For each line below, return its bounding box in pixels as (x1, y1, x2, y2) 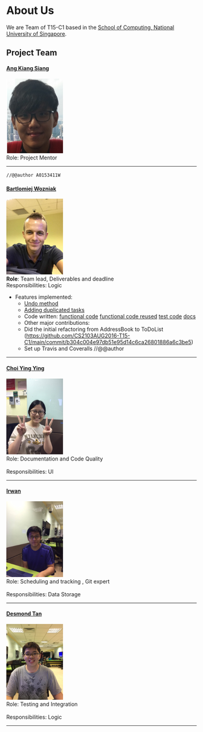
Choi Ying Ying (6, 364, 45, 371)
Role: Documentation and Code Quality (6, 455, 103, 462)
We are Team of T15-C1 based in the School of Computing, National (6, 24, 175, 31)
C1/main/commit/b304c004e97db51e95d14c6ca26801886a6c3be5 (24, 339, 192, 346)
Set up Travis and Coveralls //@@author (24, 345, 124, 352)
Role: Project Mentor (6, 154, 57, 161)
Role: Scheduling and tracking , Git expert (6, 577, 110, 585)
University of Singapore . (6, 30, 67, 37)
